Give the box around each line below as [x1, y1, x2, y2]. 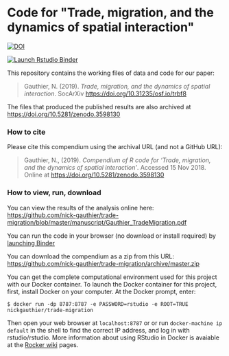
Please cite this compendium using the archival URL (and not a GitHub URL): [7, 143, 223, 151]
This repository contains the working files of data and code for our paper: [7, 69, 215, 77]
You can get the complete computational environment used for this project [7, 273, 217, 281]
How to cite [7, 127, 46, 137]
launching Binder [7, 238, 56, 247]
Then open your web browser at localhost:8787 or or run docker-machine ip [7, 318, 223, 327]
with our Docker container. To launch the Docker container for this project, [7, 280, 217, 288]
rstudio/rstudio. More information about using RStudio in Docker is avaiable [7, 333, 219, 342]
